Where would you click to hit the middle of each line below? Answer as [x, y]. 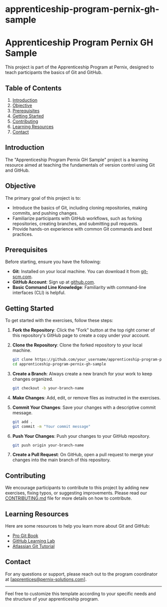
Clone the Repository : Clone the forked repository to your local [77, 345]
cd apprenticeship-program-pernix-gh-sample [59, 364]
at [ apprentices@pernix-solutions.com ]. [46, 579]
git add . [23, 422]
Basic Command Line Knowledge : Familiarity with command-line [79, 288]
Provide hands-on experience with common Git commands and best [82, 229]
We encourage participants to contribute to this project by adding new [77, 488]
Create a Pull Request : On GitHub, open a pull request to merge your [83, 455]
